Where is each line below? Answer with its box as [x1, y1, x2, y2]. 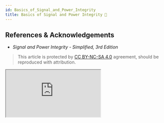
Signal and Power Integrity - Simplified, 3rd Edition [12, 44, 119, 50]
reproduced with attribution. [17, 59, 76, 66]
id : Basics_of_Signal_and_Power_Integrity [5, 7, 96, 13]
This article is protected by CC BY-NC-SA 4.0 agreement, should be [17, 54, 159, 60]
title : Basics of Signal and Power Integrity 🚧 [5, 12, 107, 17]
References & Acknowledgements [5, 31, 115, 39]
